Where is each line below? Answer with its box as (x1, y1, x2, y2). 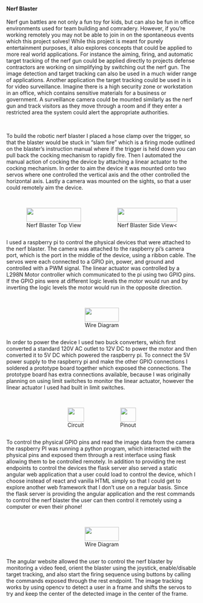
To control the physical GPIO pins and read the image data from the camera (6, 438, 195, 446)
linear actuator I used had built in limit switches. (6, 384, 125, 391)
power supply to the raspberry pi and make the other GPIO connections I (6, 358, 188, 365)
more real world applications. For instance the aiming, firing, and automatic (6, 50, 193, 58)
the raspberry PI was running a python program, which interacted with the (6, 445, 191, 452)
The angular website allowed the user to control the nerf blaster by (6, 558, 173, 565)
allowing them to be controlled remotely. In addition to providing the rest (6, 458, 186, 465)
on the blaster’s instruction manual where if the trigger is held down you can (6, 145, 196, 153)
